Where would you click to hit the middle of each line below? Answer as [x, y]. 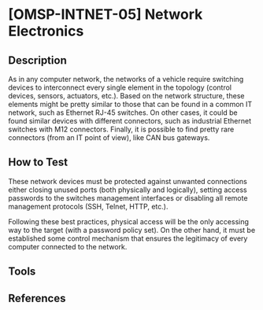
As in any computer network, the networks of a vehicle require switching [126, 79]
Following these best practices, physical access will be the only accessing [129, 221]
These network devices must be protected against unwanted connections [128, 181]
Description [37, 60]
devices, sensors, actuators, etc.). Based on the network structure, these [126, 96]
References [37, 298]
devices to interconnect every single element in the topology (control [120, 87]
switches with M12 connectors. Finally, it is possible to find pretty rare [121, 129]
